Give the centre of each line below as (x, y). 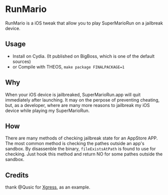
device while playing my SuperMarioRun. (47, 110)
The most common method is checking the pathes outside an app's (75, 143)
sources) (22, 61)
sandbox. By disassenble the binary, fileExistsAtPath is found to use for (81, 149)
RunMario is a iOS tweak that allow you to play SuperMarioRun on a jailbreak (84, 23)
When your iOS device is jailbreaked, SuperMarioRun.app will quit (73, 94)
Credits (17, 175)
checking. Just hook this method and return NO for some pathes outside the (84, 154)
